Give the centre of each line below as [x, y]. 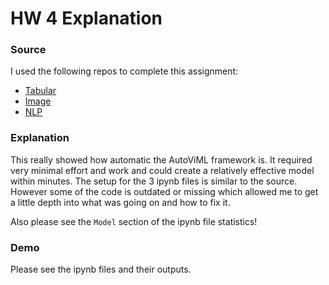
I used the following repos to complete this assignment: [124, 71]
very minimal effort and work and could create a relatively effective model [162, 170]
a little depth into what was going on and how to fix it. [120, 202]
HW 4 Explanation [86, 18]
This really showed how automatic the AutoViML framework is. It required [161, 159]
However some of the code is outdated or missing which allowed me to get [164, 191]
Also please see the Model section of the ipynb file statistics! [134, 221]
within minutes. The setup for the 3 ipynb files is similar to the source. [154, 181]
